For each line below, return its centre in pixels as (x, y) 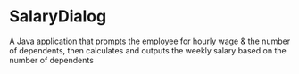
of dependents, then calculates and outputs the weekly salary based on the (148, 50)
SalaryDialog (58, 16)
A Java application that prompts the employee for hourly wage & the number (150, 41)
